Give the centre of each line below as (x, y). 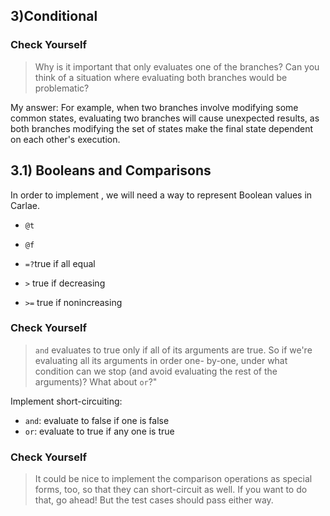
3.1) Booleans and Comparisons (111, 170)
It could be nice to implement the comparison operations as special (173, 479)
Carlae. (25, 205)
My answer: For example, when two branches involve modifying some (154, 107)
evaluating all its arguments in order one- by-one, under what (161, 360)
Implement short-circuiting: (66, 401)
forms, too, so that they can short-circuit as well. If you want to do (171, 490)
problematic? (62, 88)
